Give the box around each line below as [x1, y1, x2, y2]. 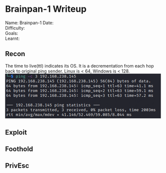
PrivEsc [5, 162, 30, 170]
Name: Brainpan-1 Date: [5, 20, 54, 26]
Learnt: [5, 35, 20, 41]
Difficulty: [5, 25, 25, 31]
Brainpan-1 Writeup [5, 3, 87, 15]
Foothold [5, 145, 34, 153]
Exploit [5, 128, 27, 137]
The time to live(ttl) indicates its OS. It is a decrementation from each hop [5, 63, 154, 69]
